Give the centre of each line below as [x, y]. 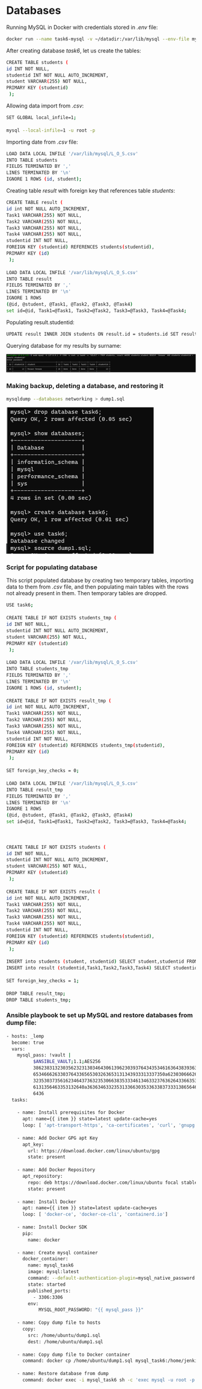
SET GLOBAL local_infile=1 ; [41, 118]
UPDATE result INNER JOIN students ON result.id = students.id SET [93, 334]
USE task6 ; [20, 605]
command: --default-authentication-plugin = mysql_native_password [112, 1278]
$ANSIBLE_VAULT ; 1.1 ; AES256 [67, 1062]
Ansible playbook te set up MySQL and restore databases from [100, 1015]
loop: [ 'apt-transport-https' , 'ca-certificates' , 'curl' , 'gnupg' [110, 1126]
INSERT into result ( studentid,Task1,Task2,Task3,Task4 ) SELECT [88, 968]
